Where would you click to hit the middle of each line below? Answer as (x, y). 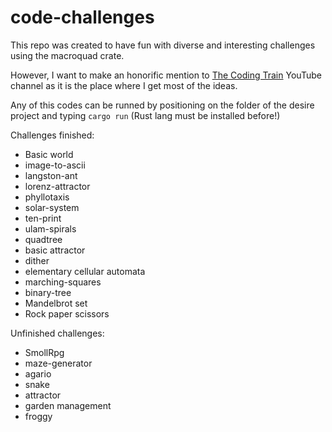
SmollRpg (44, 352)
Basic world (49, 154)
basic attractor (55, 250)
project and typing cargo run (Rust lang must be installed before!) (145, 115)
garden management (68, 405)
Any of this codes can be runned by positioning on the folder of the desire (162, 105)
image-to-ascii (55, 165)
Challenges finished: (52, 135)
